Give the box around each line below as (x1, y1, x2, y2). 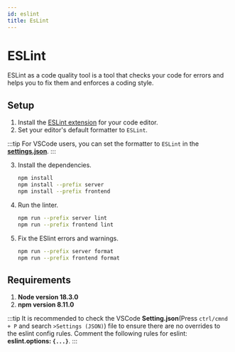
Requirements (7, 274, 71, 286)
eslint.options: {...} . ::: (7, 337, 78, 346)
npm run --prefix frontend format (17, 254, 120, 262)
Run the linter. (17, 201, 59, 209)
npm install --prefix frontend (17, 188, 111, 195)
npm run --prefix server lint (17, 214, 108, 221)
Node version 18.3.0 (17, 293, 79, 302)
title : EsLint (7, 17, 50, 24)
